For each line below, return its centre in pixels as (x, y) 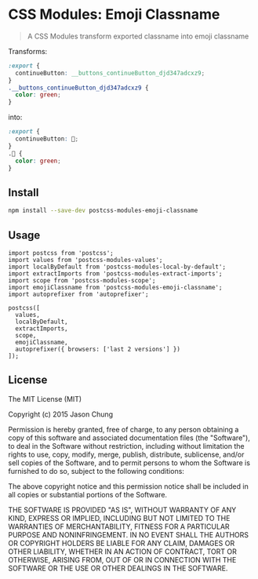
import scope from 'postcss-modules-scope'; (82, 280)
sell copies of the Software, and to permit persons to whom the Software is (129, 462)
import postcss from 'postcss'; (61, 253)
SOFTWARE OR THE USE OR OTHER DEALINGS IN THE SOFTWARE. (118, 568)
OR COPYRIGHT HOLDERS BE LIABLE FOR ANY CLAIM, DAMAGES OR (122, 543)
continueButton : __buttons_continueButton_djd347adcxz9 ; (110, 73)
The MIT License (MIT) (45, 399)
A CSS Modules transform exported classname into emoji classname (138, 36)
